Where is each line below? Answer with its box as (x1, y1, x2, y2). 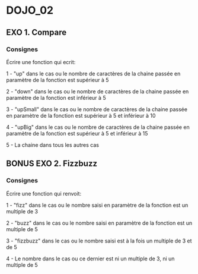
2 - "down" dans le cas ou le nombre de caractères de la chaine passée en (6, 87, 189, 95)
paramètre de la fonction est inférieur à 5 (6, 94, 106, 101)
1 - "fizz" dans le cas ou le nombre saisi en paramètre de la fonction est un (6, 201, 189, 209)
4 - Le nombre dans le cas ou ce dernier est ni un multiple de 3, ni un (6, 255, 175, 262)
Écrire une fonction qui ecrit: (6, 58, 76, 65)
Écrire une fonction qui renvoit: (6, 190, 82, 197)
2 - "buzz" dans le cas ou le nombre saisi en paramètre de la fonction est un (6, 219, 193, 226)
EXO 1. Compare (6, 27, 67, 37)
